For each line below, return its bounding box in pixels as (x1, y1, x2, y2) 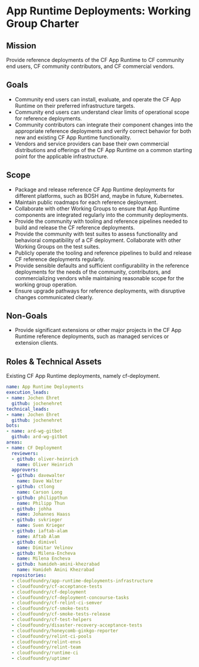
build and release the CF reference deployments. (14, 224, 135, 231)
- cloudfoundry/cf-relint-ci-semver (11, 600, 102, 606)
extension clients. (14, 339, 58, 346)
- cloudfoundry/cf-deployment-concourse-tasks (11, 594, 129, 600)
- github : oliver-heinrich (11, 456, 79, 462)
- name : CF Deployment (6, 445, 63, 451)
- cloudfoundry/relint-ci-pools (11, 633, 92, 639)
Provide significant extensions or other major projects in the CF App (14, 327, 182, 334)
